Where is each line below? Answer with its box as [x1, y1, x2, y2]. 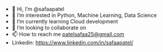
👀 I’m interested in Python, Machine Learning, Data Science [11, 12, 157, 19]
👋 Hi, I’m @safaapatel [11, 6, 65, 12]
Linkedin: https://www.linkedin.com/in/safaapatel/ [11, 39, 133, 46]
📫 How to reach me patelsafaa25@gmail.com [11, 31, 124, 37]
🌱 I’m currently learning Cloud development [11, 18, 119, 25]
